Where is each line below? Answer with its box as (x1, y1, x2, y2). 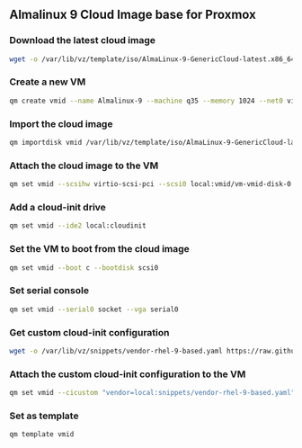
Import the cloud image (9, 117, 113, 130)
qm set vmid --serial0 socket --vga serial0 (9, 305, 179, 314)
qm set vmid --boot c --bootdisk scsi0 (9, 263, 159, 273)
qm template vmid (9, 430, 75, 439)
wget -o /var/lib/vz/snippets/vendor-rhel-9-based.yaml (9, 346, 223, 355)
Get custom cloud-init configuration (9, 326, 170, 338)
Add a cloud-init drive (9, 202, 106, 213)
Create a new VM (9, 76, 86, 88)
